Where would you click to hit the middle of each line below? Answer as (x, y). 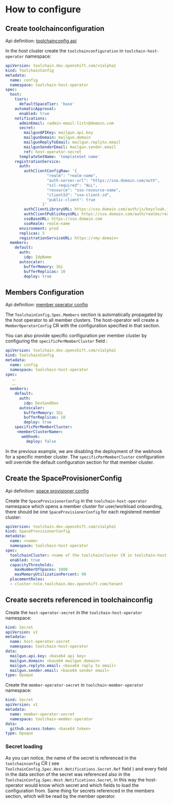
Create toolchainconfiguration (55, 29)
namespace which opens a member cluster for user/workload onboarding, (84, 506)
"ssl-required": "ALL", (72, 185)
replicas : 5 (32, 233)
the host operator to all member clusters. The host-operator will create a (82, 320)
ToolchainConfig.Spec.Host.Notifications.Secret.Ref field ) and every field (86, 768)
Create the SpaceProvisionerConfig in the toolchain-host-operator (76, 501)
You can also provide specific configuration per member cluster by (76, 336)
